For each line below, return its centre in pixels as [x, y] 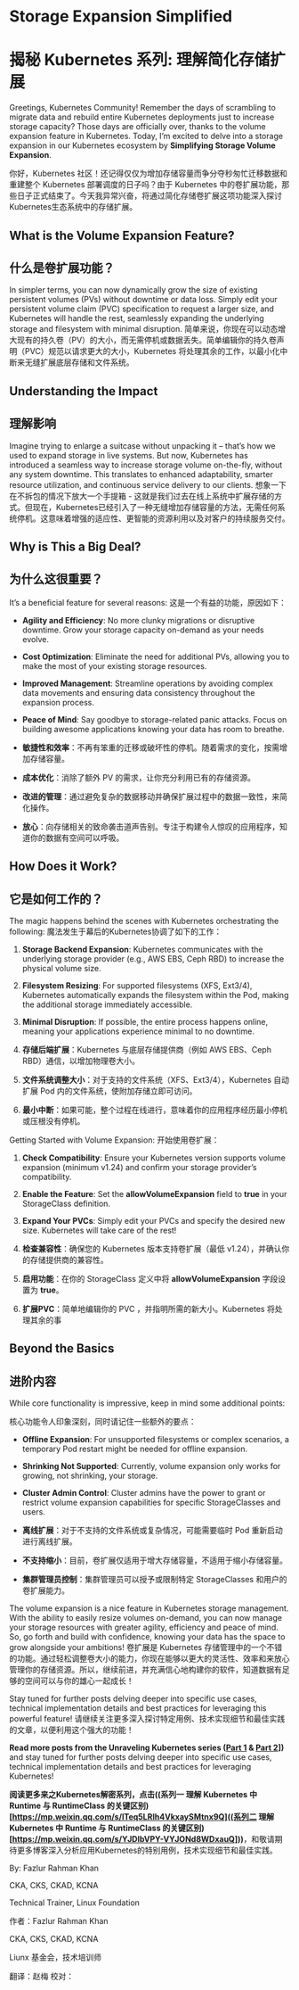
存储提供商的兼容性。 [69, 1259]
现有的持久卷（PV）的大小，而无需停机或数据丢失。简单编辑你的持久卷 [147, 340]
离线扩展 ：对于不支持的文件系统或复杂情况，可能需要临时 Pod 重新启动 [152, 1531]
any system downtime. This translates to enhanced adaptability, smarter [141, 474]
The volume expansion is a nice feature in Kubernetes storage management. [149, 1608]
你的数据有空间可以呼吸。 [77, 838]
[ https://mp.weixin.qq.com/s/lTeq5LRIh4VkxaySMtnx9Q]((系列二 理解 [142, 1817]
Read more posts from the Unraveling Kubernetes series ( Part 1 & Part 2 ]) [147, 1748]
